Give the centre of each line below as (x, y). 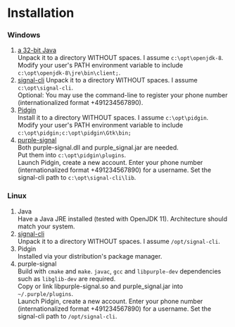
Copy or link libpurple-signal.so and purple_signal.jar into (100, 286)
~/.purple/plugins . (45, 293)
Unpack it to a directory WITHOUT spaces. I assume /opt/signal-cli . (119, 241)
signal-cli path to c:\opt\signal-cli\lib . (77, 178)
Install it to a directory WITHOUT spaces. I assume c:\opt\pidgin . (113, 118)
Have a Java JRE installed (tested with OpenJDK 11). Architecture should (122, 218)
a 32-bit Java (37, 50)
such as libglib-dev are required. (66, 278)
